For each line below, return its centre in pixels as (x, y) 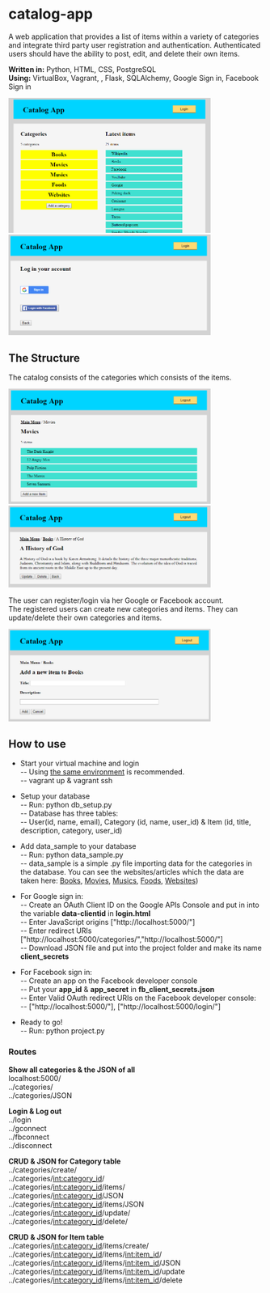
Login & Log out (35, 1111)
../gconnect (27, 1128)
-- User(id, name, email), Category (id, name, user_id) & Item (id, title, (135, 822)
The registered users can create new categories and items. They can (123, 608)
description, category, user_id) (71, 831)
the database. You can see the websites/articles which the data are (132, 872)
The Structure (44, 358)
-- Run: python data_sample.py (72, 855)
